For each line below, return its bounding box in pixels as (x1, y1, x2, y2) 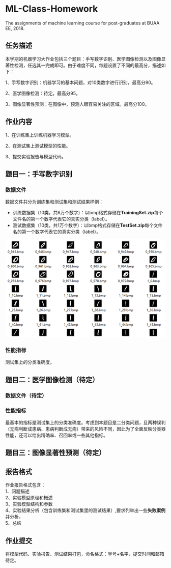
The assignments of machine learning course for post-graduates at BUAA (5, 20, 160, 26)
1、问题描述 (5, 488, 30, 494)
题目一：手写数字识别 (5, 169, 72, 178)
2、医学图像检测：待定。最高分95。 (5, 90, 80, 96)
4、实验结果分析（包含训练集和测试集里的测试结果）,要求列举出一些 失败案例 (5, 507, 166, 514)
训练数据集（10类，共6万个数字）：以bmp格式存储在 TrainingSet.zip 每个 (12, 210, 163, 216)
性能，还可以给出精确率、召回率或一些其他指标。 (5, 432, 108, 438)
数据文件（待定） (5, 392, 47, 399)
